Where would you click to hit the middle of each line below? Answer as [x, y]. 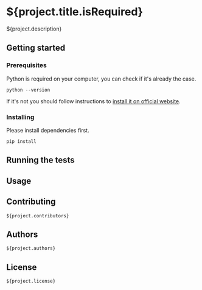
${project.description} [34, 29]
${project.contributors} [38, 216]
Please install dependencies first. [48, 130]
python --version [28, 90]
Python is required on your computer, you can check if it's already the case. [101, 79]
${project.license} [31, 281]
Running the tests [40, 160]
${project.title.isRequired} [75, 12]
